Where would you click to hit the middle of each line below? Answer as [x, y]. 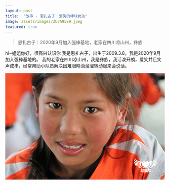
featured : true [21, 27]
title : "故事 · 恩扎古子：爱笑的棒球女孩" [46, 16]
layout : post [19, 11]
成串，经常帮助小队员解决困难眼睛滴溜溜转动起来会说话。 [69, 66]
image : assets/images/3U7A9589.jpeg [44, 21]
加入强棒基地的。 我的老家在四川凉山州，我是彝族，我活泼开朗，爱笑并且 [81, 60]
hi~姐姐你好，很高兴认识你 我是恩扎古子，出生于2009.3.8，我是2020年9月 [83, 53]
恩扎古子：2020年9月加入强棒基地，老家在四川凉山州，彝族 [80, 43]
